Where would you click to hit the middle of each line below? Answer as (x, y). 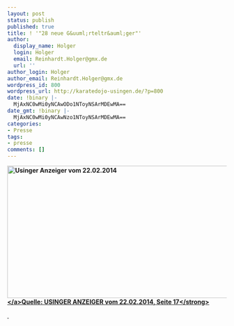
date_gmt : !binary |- (39, 111)
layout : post (26, 14)
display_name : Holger (45, 46)
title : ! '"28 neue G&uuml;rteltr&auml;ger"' (74, 33)
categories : (24, 124)
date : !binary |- (32, 98)
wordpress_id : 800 (34, 85)
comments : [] (26, 150)
